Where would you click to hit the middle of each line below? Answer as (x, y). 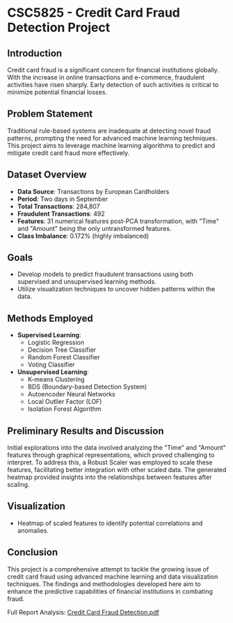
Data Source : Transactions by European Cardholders (93, 191)
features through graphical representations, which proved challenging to (111, 455)
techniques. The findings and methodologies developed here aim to (104, 584)
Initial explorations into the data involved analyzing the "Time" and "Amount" (116, 448)
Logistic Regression (56, 343)
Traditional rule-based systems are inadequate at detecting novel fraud (109, 131)
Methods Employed (50, 318)
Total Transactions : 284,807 (58, 206)
